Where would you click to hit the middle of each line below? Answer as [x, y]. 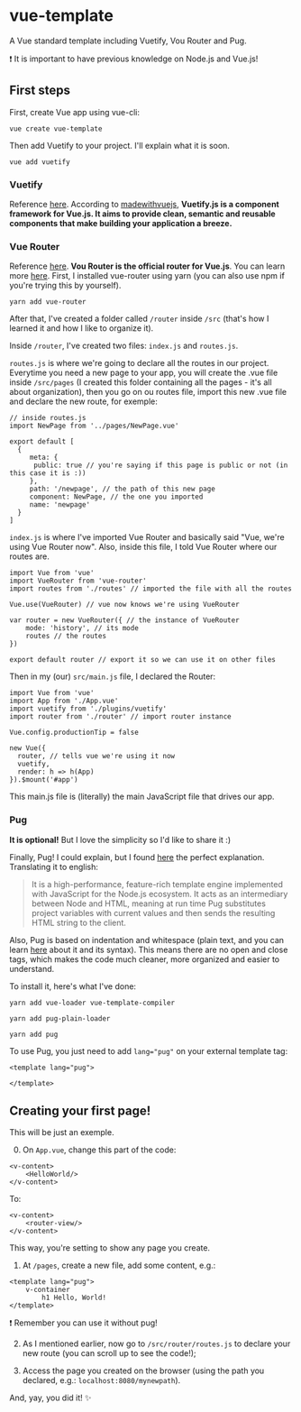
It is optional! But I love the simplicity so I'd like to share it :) [120, 839]
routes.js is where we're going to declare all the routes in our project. [139, 363]
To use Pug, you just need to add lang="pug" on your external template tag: [149, 1050]
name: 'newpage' [60, 505]
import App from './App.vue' [64, 701]
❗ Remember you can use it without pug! [83, 1323]
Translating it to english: [54, 866]
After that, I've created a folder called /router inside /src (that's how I [139, 319]
